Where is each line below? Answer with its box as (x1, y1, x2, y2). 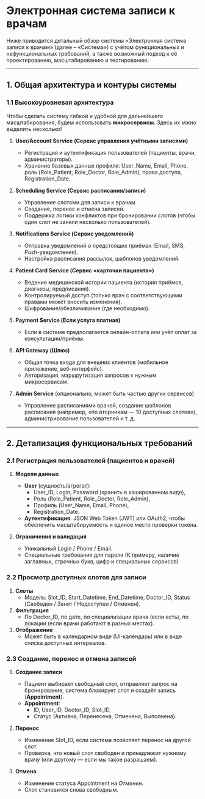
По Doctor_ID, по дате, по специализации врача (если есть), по (24, 613, 189, 620)
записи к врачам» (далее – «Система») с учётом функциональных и (6, 43, 184, 51)
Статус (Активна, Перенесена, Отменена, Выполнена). (33, 712, 177, 719)
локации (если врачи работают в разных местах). (24, 619, 154, 627)
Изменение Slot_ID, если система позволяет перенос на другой (24, 736, 191, 743)
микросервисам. (24, 377, 69, 385)
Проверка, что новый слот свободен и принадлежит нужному (24, 749, 187, 756)
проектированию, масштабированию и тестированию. (6, 56, 149, 64)
